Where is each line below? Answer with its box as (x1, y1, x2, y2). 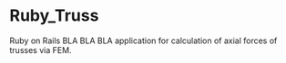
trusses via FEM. (9, 44, 72, 55)
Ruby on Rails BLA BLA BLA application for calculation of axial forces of (9, 35, 278, 46)
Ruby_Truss (9, 5, 99, 26)
